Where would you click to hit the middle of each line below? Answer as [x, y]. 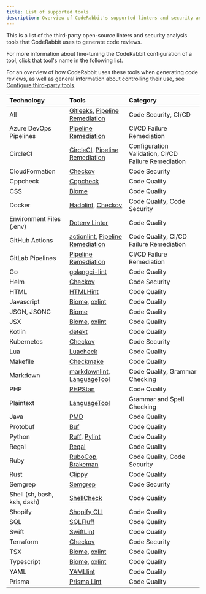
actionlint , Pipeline [96, 236]
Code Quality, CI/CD [158, 236]
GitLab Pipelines [33, 258]
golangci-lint [88, 272]
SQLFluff [82, 522]
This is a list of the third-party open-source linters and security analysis [97, 35]
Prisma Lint [86, 582]
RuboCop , [84, 457]
